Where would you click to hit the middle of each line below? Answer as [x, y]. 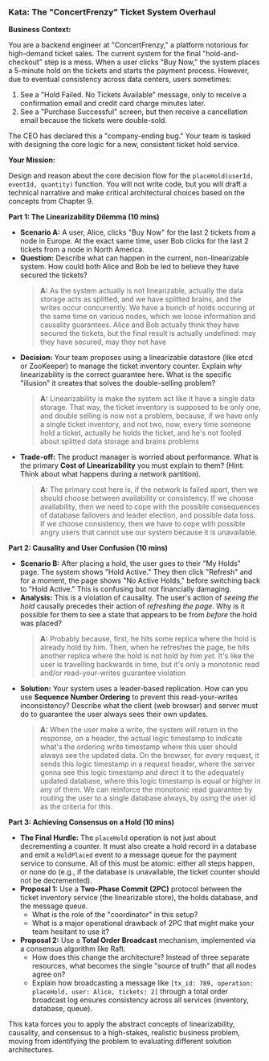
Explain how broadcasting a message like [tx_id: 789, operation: [143, 983]
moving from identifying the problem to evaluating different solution [120, 1041]
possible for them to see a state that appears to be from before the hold [139, 615]
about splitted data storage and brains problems [119, 441]
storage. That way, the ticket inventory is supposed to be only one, [150, 408]
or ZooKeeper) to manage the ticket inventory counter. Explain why [131, 366]
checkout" [25, 62]
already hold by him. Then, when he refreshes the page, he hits [145, 647]
